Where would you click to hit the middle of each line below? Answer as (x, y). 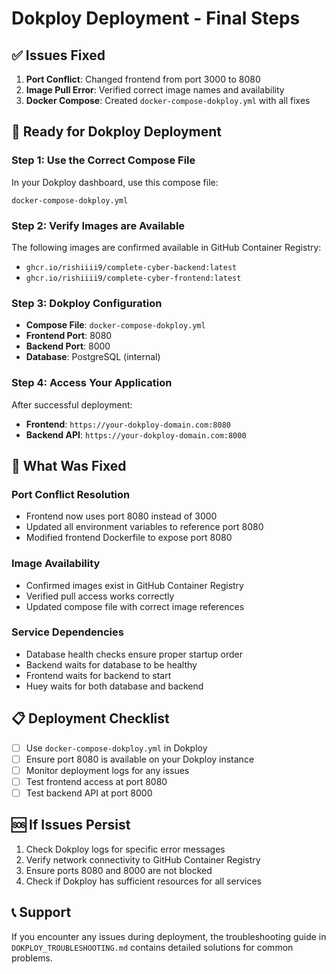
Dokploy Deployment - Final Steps (156, 18)
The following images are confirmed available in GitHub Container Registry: (166, 247)
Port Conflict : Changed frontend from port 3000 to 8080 (143, 79)
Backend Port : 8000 (68, 346)
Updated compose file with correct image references (135, 606)
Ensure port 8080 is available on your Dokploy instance (140, 759)
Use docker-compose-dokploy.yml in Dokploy (116, 748)
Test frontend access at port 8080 (96, 781)
